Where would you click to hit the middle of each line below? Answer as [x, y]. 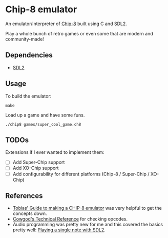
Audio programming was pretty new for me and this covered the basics [88, 225]
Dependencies [29, 55]
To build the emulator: [28, 96]
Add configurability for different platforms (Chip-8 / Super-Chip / [81, 174]
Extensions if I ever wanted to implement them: [55, 152]
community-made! [25, 39]
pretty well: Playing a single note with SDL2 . [59, 230]
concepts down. [30, 213]
